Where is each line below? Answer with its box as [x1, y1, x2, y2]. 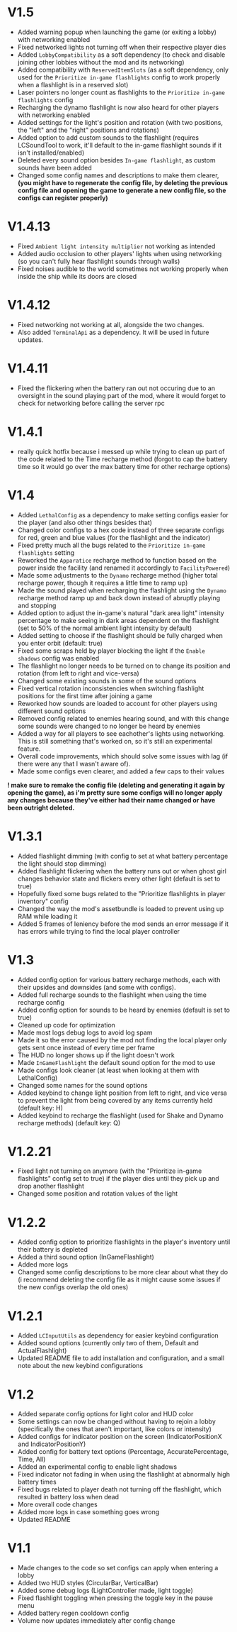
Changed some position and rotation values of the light [17, 1189, 178, 1198]
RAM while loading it [17, 912, 78, 920]
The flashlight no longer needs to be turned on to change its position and [17, 661, 231, 670]
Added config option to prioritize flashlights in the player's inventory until [17, 1237, 231, 1246]
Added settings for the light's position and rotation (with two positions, [17, 118, 223, 126]
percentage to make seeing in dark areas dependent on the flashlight [17, 616, 219, 624]
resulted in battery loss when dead [17, 1493, 119, 1501]
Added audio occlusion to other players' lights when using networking [17, 249, 222, 258]
